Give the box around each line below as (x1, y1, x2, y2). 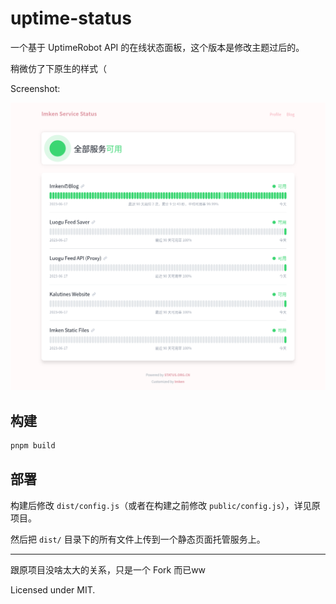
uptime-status (10, 7, 132, 30)
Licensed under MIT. (10, 583, 96, 596)
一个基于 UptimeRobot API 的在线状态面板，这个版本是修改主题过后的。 (10, 41, 305, 53)
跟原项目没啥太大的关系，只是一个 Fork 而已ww (10, 563, 207, 576)
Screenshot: (10, 82, 61, 94)
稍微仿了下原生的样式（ (10, 62, 107, 74)
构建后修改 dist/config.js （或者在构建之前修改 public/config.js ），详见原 (10, 499, 321, 511)
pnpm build (10, 440, 56, 451)
